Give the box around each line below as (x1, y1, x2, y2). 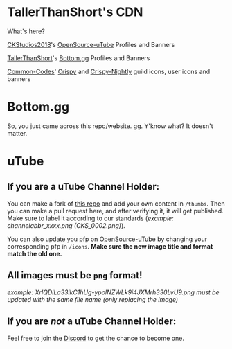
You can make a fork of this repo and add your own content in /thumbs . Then (7, 199, 225, 208)
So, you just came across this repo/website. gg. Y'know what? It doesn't (7, 122, 213, 130)
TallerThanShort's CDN (7, 4, 143, 20)
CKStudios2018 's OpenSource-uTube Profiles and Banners (7, 40, 175, 48)
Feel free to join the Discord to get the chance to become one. (7, 334, 185, 342)
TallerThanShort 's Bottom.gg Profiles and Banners (7, 53, 150, 62)
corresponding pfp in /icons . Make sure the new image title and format (7, 242, 213, 250)
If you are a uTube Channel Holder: (7, 181, 160, 193)
